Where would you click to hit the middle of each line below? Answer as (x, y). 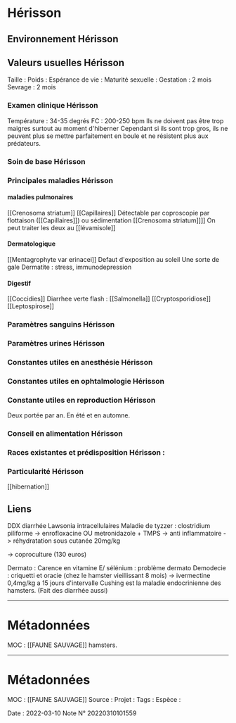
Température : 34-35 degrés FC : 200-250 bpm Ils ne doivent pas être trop (116, 120)
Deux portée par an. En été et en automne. (69, 415)
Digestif (19, 283)
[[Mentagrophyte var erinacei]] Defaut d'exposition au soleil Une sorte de (113, 259)
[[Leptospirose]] (31, 306)
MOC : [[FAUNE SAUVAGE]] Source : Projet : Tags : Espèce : (94, 699)
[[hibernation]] (28, 486)
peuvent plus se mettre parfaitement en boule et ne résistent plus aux (108, 136)
